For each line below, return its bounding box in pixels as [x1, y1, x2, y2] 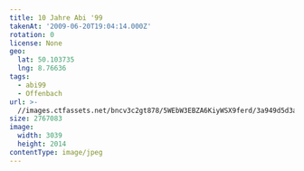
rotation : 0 [9, 30, 54, 39]
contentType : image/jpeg [9, 147, 103, 157]
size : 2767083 [9, 114, 63, 123]
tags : [9, 72, 30, 81]
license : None [9, 38, 63, 48]
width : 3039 [17, 131, 63, 140]
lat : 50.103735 [17, 55, 75, 64]
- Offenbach [17, 89, 63, 98]
